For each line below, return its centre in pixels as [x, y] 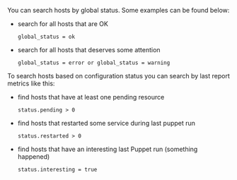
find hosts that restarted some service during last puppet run [106, 123]
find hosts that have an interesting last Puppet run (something [108, 149]
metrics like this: [31, 83]
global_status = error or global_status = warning [94, 63]
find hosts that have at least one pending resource [91, 97]
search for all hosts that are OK [63, 24]
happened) [34, 157]
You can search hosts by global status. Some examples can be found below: [118, 10]
